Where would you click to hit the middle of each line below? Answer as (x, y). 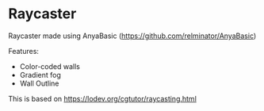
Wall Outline (39, 83)
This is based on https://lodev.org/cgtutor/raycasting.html (102, 98)
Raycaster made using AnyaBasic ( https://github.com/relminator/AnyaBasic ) (132, 36)
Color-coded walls (50, 66)
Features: (24, 51)
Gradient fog (40, 75)
